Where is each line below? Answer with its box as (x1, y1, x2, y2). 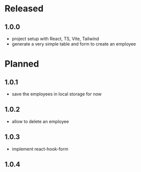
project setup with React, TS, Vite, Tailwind (11, 36, 99, 42)
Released (4, 3, 44, 14)
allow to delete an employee (11, 118, 70, 124)
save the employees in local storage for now (11, 91, 102, 97)
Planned (4, 58, 39, 70)
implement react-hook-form (11, 146, 69, 152)
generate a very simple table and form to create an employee (11, 41, 136, 47)
